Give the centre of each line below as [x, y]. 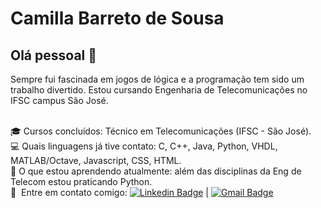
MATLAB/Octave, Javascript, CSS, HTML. [96, 160]
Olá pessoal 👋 [54, 55]
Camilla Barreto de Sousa [117, 18]
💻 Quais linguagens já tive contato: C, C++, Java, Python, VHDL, [144, 146]
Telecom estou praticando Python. [81, 181]
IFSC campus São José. [59, 100]
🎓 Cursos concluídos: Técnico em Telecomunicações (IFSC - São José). [161, 131]
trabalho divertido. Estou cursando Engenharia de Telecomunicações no [159, 90]
